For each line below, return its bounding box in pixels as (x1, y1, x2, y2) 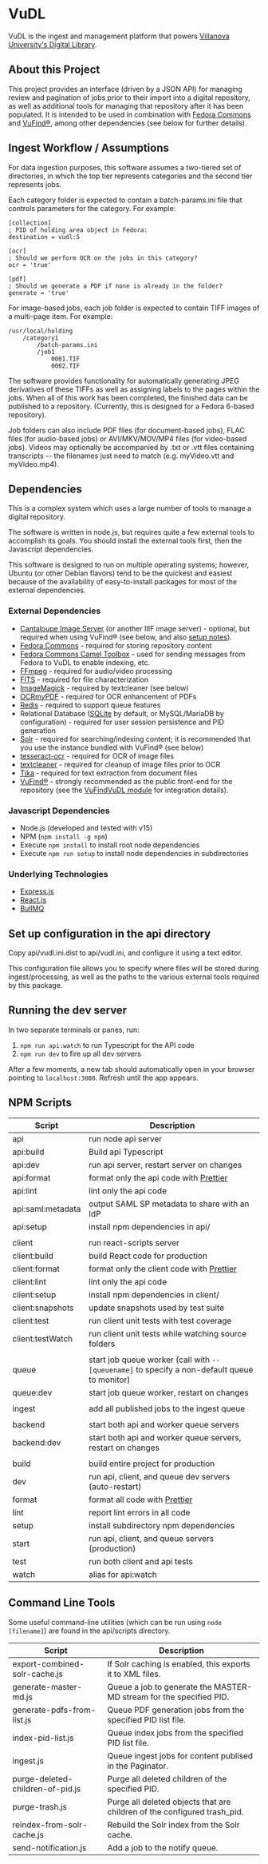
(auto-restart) (89, 1480, 142, 1492)
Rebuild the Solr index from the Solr (107, 1819, 241, 1830)
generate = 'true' (8, 289, 69, 297)
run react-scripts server (89, 1237, 179, 1248)
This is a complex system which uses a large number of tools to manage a (8, 504, 252, 513)
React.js (19, 895, 47, 905)
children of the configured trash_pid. (107, 1806, 244, 1817)
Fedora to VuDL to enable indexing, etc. (19, 657, 151, 667)
